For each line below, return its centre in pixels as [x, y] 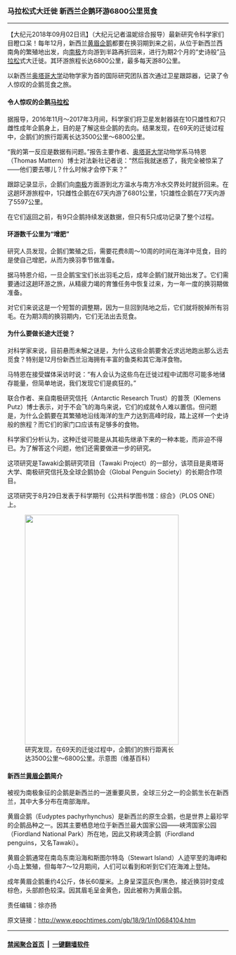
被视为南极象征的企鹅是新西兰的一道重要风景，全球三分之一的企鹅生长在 [112, 792]
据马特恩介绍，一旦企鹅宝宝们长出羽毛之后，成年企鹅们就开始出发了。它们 [115, 274]
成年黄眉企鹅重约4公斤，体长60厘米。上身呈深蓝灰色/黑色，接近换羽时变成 [116, 882]
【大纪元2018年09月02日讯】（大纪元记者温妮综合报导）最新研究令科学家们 [116, 34]
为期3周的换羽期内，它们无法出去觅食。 [83, 316]
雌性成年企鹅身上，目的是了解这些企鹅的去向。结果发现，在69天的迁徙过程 [116, 127]
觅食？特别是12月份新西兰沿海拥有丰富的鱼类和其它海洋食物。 [97, 359]
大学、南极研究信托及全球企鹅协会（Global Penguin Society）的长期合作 [112, 472]
